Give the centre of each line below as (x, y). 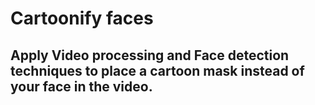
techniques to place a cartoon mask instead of (157, 70)
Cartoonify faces (82, 18)
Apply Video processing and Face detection (150, 55)
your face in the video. (81, 86)
